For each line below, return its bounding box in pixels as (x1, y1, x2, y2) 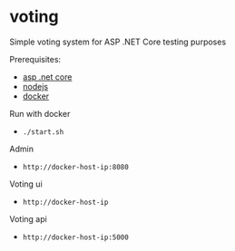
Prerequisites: (9, 53, 62, 64)
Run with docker (9, 108, 71, 119)
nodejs (22, 81, 48, 92)
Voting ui (9, 179, 43, 189)
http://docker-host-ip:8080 (22, 162, 129, 171)
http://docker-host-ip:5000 (22, 233, 129, 242)
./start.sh (22, 127, 64, 137)
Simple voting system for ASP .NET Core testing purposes (9, 36, 227, 47)
